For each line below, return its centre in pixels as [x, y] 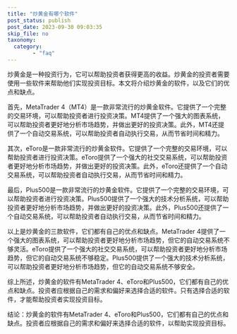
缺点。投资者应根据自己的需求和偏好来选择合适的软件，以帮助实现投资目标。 [119, 323]
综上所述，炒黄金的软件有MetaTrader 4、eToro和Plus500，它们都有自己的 [115, 281]
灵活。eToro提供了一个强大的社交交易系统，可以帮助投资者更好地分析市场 [120, 249]
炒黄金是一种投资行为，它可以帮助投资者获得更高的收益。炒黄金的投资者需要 [119, 74]
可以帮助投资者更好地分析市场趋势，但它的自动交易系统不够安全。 [103, 266]
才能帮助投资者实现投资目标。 [63, 299]
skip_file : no [28, 34]
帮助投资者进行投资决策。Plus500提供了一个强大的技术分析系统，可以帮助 [121, 198]
